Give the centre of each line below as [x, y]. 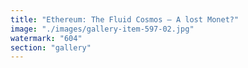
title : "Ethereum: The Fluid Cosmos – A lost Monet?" [125, 19]
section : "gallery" [51, 47]
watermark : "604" [46, 38]
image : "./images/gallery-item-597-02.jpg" [102, 29]
